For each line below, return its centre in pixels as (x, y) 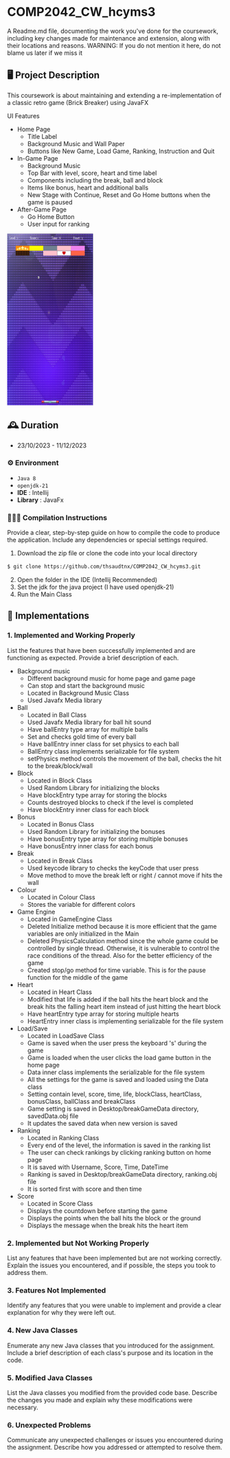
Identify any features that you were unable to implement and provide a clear (114, 1306)
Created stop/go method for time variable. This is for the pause (116, 970)
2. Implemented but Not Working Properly (78, 1243)
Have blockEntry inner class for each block (88, 809)
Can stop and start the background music (86, 685)
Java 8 (26, 478)
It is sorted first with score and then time (84, 1189)
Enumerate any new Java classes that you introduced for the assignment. (111, 1345)
